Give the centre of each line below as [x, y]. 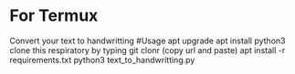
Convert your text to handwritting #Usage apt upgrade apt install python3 [147, 41]
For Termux [54, 16]
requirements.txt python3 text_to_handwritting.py [102, 60]
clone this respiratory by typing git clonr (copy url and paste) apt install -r [147, 50]
